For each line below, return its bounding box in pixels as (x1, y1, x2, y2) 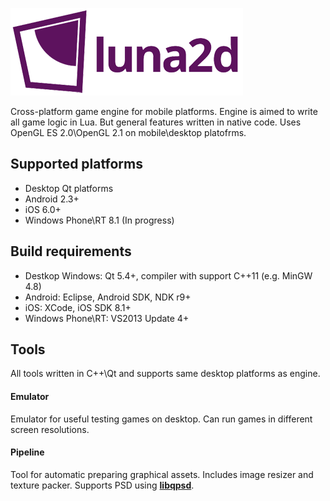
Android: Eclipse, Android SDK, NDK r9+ (24, 291, 192, 303)
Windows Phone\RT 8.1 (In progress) (24, 214, 175, 226)
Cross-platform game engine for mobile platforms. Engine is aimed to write (10, 106, 318, 117)
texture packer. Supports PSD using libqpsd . (10, 479, 195, 491)
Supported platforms (10, 156, 143, 173)
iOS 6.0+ (24, 203, 62, 215)
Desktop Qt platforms (24, 182, 114, 194)
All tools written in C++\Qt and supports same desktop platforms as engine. (10, 368, 321, 380)
